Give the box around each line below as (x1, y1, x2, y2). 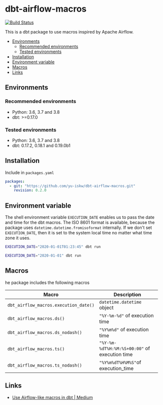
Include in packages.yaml (5, 169, 54, 176)
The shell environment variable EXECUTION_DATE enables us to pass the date (5, 214, 155, 220)
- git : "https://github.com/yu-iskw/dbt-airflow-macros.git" (9, 183, 136, 188)
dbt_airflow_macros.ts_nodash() (7, 362, 82, 368)
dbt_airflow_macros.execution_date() (7, 302, 95, 308)
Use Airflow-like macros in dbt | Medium (12, 394, 93, 400)
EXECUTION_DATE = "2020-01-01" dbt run (5, 253, 81, 258)
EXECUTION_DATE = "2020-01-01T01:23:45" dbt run (5, 245, 101, 249)
